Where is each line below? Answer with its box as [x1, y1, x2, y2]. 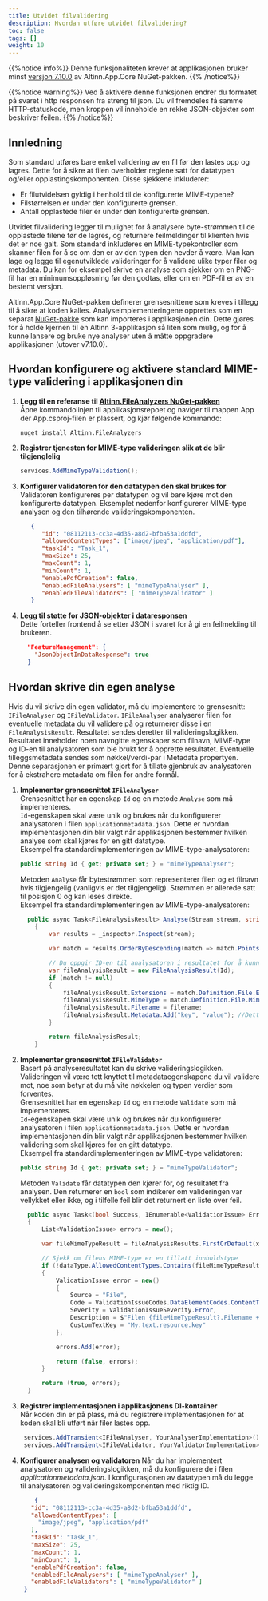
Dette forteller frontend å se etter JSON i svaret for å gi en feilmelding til [19, 619, 257, 629]
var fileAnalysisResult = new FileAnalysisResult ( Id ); [49, 966, 235, 974]
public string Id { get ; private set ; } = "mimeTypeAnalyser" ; [19, 860, 235, 868]
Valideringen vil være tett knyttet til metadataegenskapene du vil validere [19, 1072, 260, 1081]
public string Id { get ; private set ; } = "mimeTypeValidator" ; [19, 1164, 238, 1172]
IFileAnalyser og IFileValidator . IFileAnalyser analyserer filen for [8, 710, 232, 719]
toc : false [8, 26, 45, 34]
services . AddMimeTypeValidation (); [19, 467, 139, 475]
